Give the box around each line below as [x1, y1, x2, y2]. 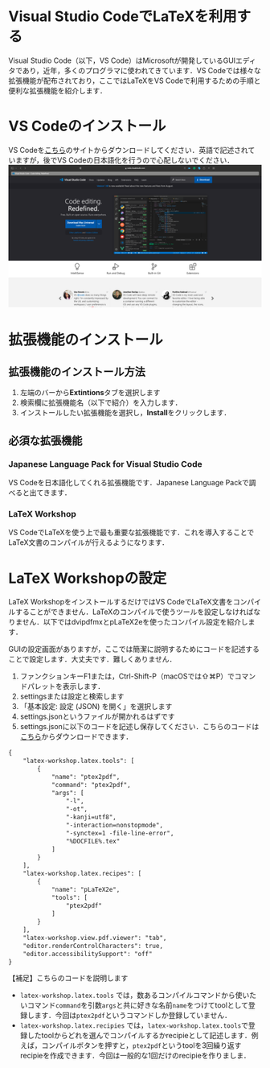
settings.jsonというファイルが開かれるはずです [19, 711, 175, 721]
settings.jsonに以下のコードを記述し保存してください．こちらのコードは [19, 722, 260, 732]
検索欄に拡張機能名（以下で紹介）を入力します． [19, 398, 182, 407]
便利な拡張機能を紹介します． [8, 85, 107, 95]
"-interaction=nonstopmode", [65, 822, 163, 830]
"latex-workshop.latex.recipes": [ [22, 870, 142, 878]
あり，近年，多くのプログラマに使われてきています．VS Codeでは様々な [22, 65, 261, 75]
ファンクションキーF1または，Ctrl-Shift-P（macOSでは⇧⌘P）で [19, 671, 235, 681]
